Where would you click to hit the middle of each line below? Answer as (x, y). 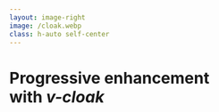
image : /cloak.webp (46, 26)
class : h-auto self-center (59, 34)
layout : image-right (48, 17)
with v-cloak (57, 96)
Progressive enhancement (109, 78)
